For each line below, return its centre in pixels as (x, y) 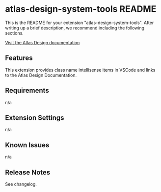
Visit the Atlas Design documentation (42, 42)
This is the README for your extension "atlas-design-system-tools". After (80, 23)
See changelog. (21, 184)
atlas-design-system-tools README (81, 9)
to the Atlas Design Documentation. (41, 75)
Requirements (27, 91)
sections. (14, 33)
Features (19, 58)
